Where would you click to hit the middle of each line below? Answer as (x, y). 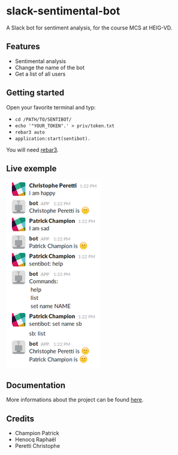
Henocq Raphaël (35, 439)
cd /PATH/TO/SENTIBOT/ (43, 119)
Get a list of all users (40, 74)
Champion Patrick (37, 433)
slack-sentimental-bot (63, 11)
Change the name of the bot (50, 67)
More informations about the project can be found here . (75, 400)
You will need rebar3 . (32, 150)
